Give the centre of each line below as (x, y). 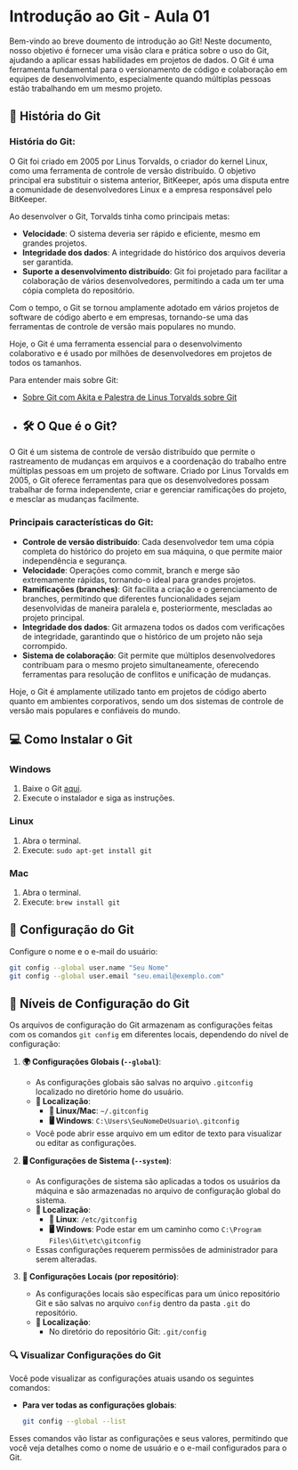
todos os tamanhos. (45, 362)
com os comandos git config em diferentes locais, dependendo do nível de (149, 1035)
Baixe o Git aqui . (52, 789)
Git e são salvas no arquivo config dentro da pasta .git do (143, 1304)
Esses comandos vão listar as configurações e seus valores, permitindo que (149, 1438)
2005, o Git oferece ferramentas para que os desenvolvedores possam (139, 480)
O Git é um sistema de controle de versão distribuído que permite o (133, 452)
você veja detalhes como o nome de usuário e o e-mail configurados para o (148, 1448)
